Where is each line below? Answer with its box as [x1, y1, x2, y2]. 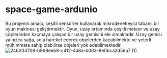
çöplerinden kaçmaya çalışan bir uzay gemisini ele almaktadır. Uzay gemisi [5, 31, 162, 37]
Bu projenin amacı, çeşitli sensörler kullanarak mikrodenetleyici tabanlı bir [5, 20, 159, 26]
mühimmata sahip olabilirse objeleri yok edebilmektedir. [5, 42, 122, 48]
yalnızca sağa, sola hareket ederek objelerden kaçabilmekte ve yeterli [5, 37, 151, 43]
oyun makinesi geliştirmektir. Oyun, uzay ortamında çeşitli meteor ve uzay [5, 25, 160, 32]
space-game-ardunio [5, 4, 98, 15]
